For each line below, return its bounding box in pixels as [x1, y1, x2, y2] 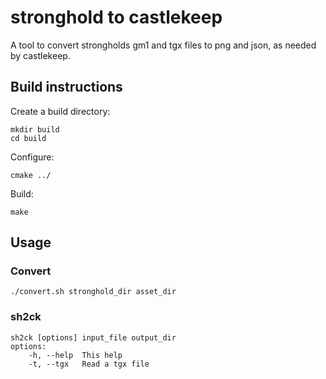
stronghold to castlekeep [10, 6, 223, 29]
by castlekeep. [10, 49, 71, 61]
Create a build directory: [10, 105, 111, 117]
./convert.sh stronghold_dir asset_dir [10, 287, 177, 297]
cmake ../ [10, 170, 52, 180]
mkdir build [10, 124, 60, 135]
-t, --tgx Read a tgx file [28, 359, 150, 369]
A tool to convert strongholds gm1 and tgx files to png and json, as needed [10, 39, 317, 51]
